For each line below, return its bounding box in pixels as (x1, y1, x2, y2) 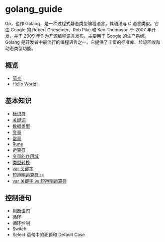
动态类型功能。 (5, 45, 36, 51)
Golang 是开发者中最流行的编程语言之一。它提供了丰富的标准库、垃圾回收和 (5, 39, 161, 45)
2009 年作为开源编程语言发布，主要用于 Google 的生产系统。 (23, 33, 149, 39)
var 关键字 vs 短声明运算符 (12, 178, 67, 184)
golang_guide (5, 3, 63, 15)
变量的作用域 (12, 153, 39, 159)
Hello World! (12, 81, 38, 87)
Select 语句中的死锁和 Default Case (12, 232, 85, 238)
